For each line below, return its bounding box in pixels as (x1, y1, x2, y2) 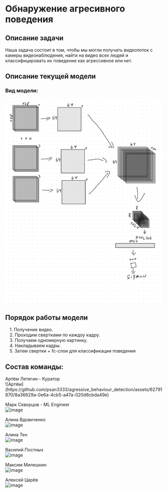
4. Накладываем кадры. (10, 342, 61, 349)
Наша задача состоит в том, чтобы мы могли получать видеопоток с (5, 47, 153, 53)
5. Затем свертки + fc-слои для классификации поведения (10, 348, 136, 354)
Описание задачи (5, 34, 64, 42)
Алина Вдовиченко (5, 416, 46, 422)
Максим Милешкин (5, 461, 47, 467)
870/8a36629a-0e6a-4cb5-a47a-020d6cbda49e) (5, 392, 109, 398)
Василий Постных (5, 446, 44, 452)
